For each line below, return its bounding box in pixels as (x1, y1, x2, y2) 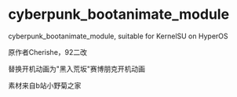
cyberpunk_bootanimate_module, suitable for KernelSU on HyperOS (8, 31, 229, 41)
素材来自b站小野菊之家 (8, 81, 82, 90)
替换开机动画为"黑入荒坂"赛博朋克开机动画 (8, 64, 146, 74)
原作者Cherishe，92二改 (8, 47, 88, 56)
